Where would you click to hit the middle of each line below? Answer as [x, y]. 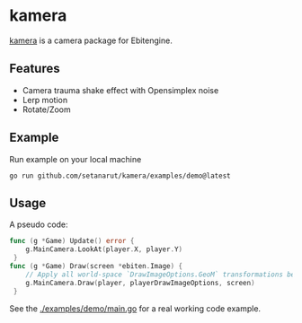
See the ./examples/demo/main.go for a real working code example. [135, 308]
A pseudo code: [39, 224]
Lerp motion [45, 100]
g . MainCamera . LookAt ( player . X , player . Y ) [104, 249]
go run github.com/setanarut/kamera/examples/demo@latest [120, 176]
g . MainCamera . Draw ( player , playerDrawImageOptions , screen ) [140, 283]
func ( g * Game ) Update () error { [72, 241]
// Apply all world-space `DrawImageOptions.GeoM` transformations [154, 275]
